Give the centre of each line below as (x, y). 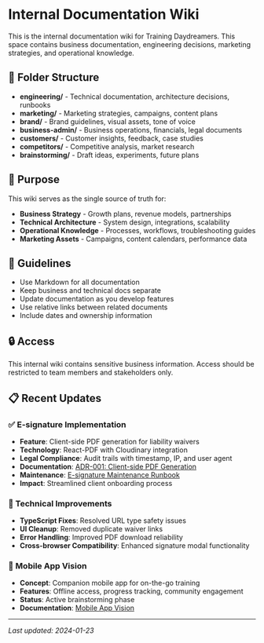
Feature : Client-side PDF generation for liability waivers (110, 441)
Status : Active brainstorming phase (77, 600)
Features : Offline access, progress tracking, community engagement (131, 591)
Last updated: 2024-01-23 (51, 630)
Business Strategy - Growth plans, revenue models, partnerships (125, 214)
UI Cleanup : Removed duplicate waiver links (91, 529)
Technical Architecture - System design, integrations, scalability (125, 222)
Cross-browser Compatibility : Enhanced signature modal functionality (134, 546)
